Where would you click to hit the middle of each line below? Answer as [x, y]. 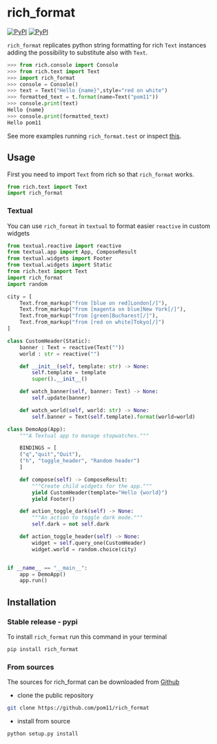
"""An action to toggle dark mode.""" [87, 518]
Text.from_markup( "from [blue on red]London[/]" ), [94, 303]
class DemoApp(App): [37, 429]
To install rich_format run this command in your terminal [87, 637]
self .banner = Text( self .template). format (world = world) [114, 417]
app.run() [34, 581]
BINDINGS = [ [38, 448]
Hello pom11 [24, 123]
